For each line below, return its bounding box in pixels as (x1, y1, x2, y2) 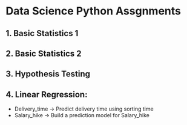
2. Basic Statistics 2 (5, 48, 82, 58)
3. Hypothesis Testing (5, 69, 91, 79)
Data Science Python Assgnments (5, 4, 181, 18)
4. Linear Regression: (5, 89, 88, 100)
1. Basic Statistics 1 (5, 28, 79, 38)
